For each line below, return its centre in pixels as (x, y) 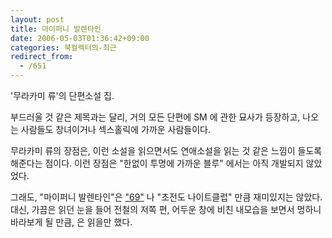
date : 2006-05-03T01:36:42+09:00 (80, 38)
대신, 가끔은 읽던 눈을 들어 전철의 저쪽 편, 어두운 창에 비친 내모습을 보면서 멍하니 (166, 209)
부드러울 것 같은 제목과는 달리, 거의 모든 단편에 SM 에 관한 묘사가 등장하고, (155, 117)
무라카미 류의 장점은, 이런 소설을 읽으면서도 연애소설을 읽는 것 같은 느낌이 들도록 (166, 150)
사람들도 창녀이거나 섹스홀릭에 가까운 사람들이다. (115, 129)
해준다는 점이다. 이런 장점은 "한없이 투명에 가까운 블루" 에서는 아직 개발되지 (157, 163)
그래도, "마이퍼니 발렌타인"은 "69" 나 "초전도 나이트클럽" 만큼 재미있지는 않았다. (166, 197)
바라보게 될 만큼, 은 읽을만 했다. (71, 222)
